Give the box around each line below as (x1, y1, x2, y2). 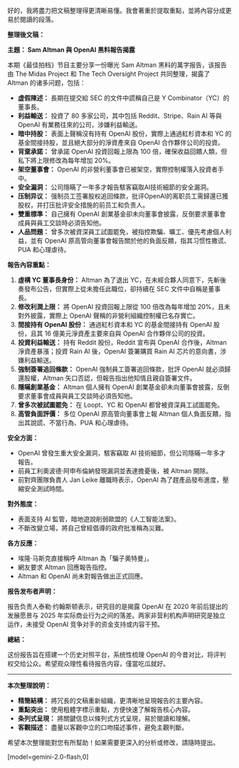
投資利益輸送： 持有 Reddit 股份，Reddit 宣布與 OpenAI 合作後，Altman (17, 338, 227, 346)
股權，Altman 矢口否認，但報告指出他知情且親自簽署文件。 (23, 374, 196, 382)
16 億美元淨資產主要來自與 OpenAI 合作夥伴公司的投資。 (44, 329, 210, 338)
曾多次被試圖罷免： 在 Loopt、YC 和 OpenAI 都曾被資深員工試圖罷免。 (17, 400, 224, 409)
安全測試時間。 (23, 485, 68, 492)
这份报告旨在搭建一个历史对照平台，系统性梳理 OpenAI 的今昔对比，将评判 (7, 650, 226, 659)
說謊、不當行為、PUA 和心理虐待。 (30, 418, 133, 427)
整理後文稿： (7, 31, 45, 39)
